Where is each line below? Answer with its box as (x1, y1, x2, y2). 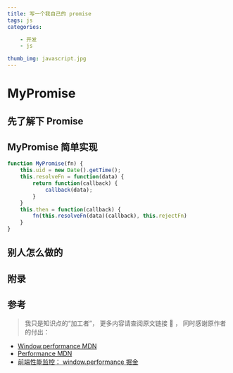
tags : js (7, 17, 33, 24)
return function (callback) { (32, 180, 118, 187)
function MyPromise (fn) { (7, 160, 83, 167)
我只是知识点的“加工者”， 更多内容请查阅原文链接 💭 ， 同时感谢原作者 (24, 319, 227, 327)
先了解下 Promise (7, 115, 84, 127)
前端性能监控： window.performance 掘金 (17, 358, 139, 366)
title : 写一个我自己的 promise (7, 10, 92, 18)
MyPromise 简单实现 (7, 141, 99, 153)
